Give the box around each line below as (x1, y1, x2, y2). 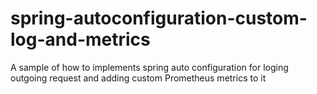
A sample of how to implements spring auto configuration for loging (10, 61, 289, 73)
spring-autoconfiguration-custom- (10, 7, 308, 30)
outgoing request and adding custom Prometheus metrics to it (10, 72, 267, 84)
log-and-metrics (10, 28, 151, 51)
